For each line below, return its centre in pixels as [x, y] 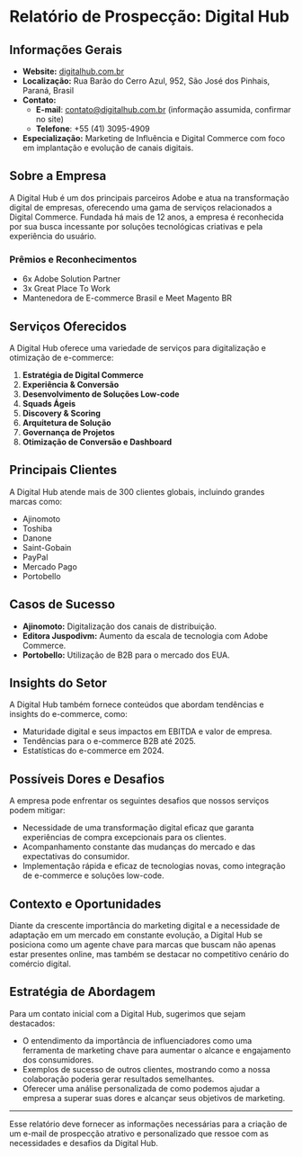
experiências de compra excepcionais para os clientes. [124, 838]
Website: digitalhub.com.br [73, 71]
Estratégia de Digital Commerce [83, 374]
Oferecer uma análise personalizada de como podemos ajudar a [141, 1088]
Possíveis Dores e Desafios [87, 779]
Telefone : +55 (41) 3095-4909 [93, 129]
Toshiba [37, 528]
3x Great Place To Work [66, 289]
